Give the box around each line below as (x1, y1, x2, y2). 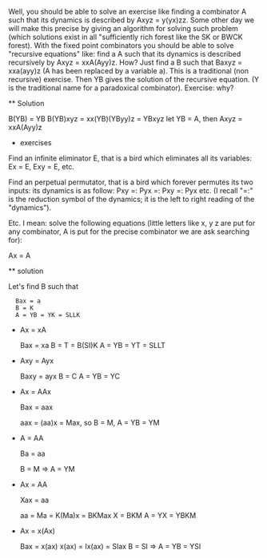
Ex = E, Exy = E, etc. (8, 162, 74, 171)
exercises (19, 138, 52, 147)
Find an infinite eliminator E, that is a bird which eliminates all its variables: (8, 153, 252, 163)
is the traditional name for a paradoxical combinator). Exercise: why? (8, 83, 234, 93)
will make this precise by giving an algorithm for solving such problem (8, 24, 238, 33)
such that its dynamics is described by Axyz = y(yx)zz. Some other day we (8, 15, 254, 25)
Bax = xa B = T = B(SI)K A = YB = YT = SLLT (19, 341, 166, 350)
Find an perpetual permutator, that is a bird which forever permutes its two (8, 177, 253, 187)
